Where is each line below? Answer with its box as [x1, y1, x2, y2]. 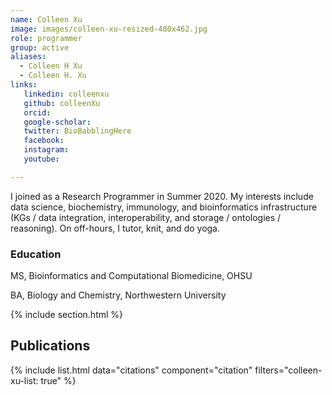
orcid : [23, 107, 52, 118]
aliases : [10, 52, 47, 62]
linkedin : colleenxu [23, 89, 110, 99]
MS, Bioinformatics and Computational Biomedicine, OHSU [10, 270, 253, 282]
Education [10, 247, 62, 261]
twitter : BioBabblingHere [23, 126, 132, 136]
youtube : [23, 154, 60, 164]
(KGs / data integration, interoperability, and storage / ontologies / [10, 211, 282, 223]
